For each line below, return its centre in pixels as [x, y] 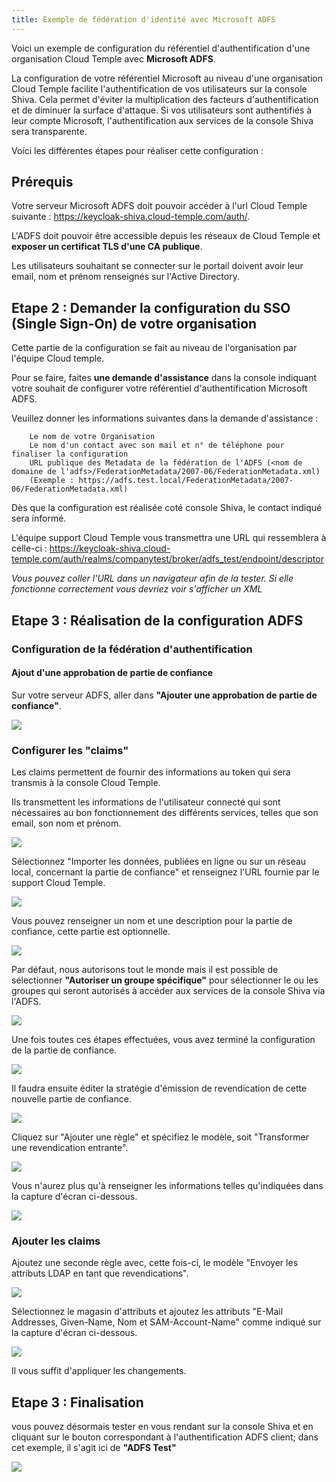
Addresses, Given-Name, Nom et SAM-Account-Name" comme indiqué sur [166, 1322]
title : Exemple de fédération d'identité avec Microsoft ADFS [143, 19]
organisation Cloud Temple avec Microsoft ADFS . [113, 58]
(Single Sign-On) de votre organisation [134, 323]
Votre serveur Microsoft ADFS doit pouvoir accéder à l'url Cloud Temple [159, 206]
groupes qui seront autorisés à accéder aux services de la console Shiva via [168, 991]
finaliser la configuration [70, 454]
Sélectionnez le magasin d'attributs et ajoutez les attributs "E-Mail [147, 1312]
